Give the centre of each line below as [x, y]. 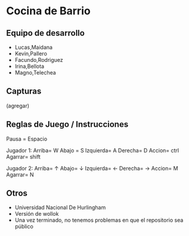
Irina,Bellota [30, 66]
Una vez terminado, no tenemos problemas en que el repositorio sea [99, 220]
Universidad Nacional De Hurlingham [60, 207]
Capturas [24, 91]
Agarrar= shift [23, 157]
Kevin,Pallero [31, 54]
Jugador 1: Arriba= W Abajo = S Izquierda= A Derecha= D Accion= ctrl [93, 150]
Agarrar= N [20, 175]
